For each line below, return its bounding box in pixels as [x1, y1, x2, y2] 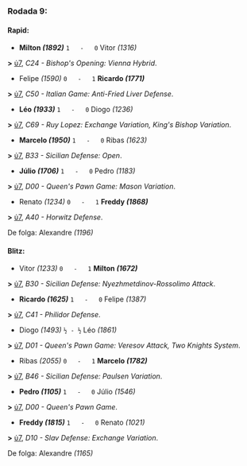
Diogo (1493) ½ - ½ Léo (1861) [18, 325, 117, 335]
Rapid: [7, 25, 29, 35]
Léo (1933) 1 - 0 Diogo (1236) [18, 105, 133, 115]
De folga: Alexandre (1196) [7, 228, 94, 238]
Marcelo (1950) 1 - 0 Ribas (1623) [18, 135, 148, 145]
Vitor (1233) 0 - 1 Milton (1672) [18, 264, 138, 274]
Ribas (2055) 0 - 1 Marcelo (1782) [18, 356, 148, 366]
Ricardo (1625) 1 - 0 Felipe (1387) [18, 294, 147, 304]
